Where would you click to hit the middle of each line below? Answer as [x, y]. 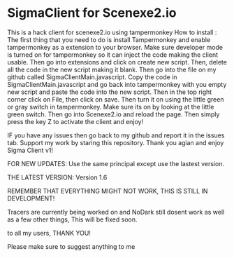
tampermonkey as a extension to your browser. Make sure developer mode [115, 47]
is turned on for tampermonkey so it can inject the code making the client [113, 55]
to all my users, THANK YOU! [49, 233]
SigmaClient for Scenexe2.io [92, 13]
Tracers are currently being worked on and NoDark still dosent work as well [116, 212]
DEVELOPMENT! [31, 198]
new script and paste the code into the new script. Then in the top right [110, 92]
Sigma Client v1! [30, 150]
